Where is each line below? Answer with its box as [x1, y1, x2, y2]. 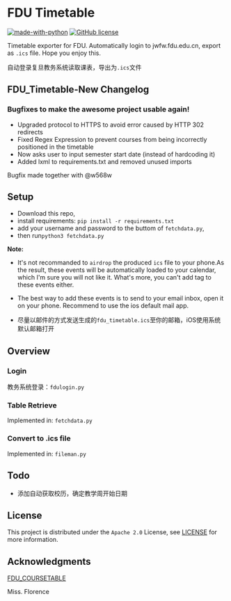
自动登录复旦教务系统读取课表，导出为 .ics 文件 [7, 63, 142, 71]
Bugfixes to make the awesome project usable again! [7, 104, 190, 114]
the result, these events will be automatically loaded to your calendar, [17, 266, 216, 274]
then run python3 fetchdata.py [17, 232, 104, 240]
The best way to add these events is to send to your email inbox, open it [17, 294, 224, 303]
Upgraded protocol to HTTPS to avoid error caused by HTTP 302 [17, 120, 204, 129]
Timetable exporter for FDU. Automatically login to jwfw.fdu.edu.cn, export [7, 41, 221, 49]
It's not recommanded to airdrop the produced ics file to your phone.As [17, 259, 225, 267]
